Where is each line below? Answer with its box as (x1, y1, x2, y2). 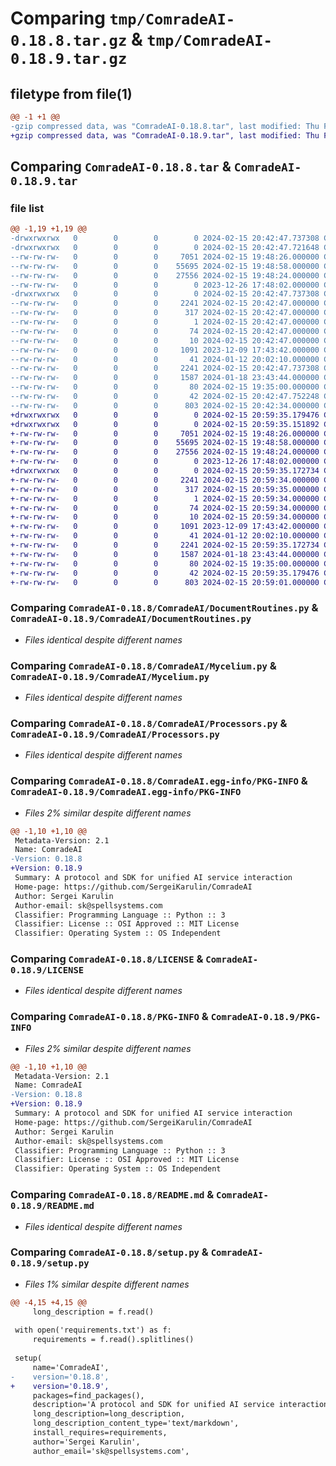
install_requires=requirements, (32, 1428, 168, 1438)
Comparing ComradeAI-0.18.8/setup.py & (10, 1245, 209, 1259)
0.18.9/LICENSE (10, 965, 85, 976)
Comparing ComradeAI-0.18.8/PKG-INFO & (10, 1010, 209, 1024)
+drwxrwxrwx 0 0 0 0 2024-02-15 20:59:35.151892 (10, 419, 320, 429)
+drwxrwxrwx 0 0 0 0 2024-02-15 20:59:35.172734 (10, 466, 320, 476)
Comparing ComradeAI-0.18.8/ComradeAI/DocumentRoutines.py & (10, 601, 319, 615)
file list (10, 201, 45, 215)
